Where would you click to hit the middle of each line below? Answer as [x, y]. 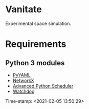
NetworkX [23, 80]
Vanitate [24, 9]
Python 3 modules [35, 63]
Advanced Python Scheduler [43, 86]
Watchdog [24, 91]
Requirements [36, 44]
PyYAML [21, 75]
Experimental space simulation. [38, 23]
